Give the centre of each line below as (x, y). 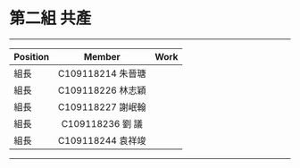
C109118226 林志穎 (102, 90)
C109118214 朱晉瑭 (102, 73)
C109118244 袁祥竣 (102, 140)
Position (32, 56)
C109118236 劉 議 (102, 123)
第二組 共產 (50, 18)
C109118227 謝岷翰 (102, 106)
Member (102, 56)
